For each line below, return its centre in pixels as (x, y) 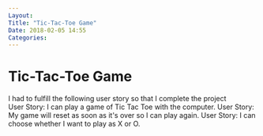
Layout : (21, 15)
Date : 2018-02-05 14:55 (47, 30)
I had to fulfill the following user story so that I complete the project (117, 99)
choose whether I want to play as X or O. (74, 124)
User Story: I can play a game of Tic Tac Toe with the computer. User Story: (131, 107)
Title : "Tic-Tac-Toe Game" (53, 23)
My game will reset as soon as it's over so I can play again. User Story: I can (132, 115)
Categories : (28, 38)
